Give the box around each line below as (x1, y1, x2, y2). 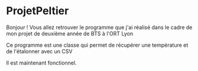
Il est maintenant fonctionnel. (6, 59, 77, 66)
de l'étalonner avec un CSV (6, 47, 73, 54)
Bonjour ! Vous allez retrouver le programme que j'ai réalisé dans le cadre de (6, 24, 193, 31)
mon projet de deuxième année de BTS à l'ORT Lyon (6, 30, 134, 37)
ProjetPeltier (6, 4, 69, 18)
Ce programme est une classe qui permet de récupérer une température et (6, 41, 189, 49)
